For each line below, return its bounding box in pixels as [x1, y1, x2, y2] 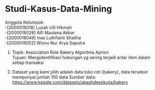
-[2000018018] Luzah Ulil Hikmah [5, 24, 72, 30]
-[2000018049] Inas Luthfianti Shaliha [5, 35, 81, 41]
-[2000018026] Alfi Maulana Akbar [5, 30, 75, 35]
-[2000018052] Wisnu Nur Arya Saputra [5, 40, 85, 45]
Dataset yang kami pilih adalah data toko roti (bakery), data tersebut [12, 69, 148, 75]
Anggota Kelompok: [5, 19, 45, 25]
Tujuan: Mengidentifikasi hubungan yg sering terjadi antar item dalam [12, 54, 151, 60]
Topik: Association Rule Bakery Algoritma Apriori [12, 49, 109, 55]
